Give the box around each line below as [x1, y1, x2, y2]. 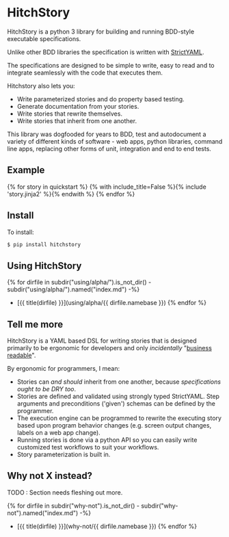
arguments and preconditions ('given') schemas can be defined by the [16, 400, 215, 408]
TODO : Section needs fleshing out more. [7, 488, 123, 497]
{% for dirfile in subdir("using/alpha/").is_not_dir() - [7, 278, 152, 287]
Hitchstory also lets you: [7, 81, 75, 90]
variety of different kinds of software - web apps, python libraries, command [7, 137, 223, 145]
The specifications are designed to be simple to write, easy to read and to [7, 61, 215, 69]
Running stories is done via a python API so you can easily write [16, 436, 198, 444]
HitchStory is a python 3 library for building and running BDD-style [7, 27, 195, 36]
